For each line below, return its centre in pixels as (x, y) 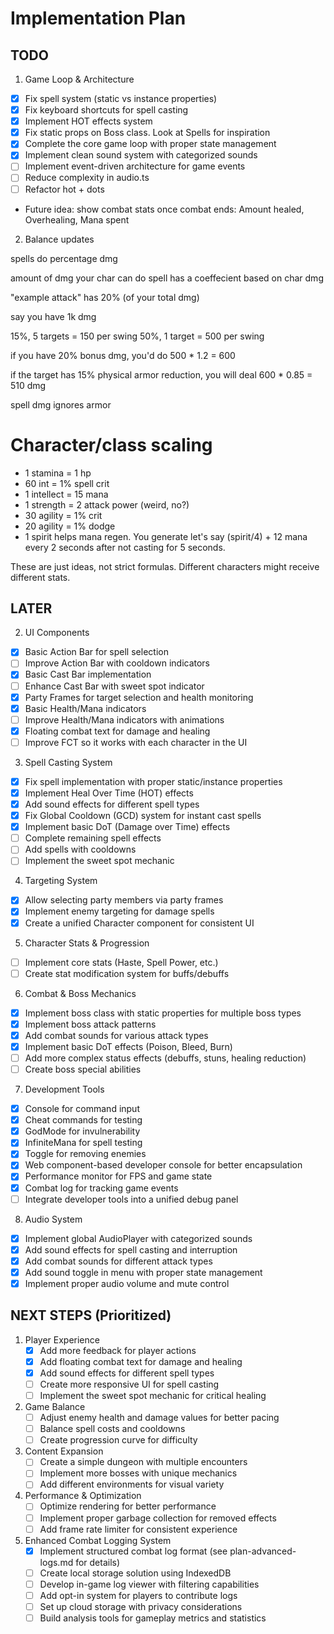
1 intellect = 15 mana (66, 494)
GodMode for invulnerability (82, 1131)
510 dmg (28, 385)
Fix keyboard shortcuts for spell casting (106, 110)
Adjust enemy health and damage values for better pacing (159, 1418)
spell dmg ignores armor (61, 404)
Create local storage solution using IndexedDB (135, 1573)
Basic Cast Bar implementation (88, 674)
